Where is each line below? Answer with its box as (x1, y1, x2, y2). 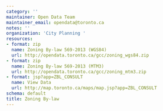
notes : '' (6, 25, 31, 31)
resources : (6, 36, 33, 42)
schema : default (6, 90, 46, 96)
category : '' (6, 8, 38, 15)
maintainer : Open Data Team (6, 14, 76, 20)
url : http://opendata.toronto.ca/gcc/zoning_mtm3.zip (11, 69, 146, 75)
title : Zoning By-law (6, 96, 60, 102)
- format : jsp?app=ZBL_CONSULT (6, 74, 83, 80)
